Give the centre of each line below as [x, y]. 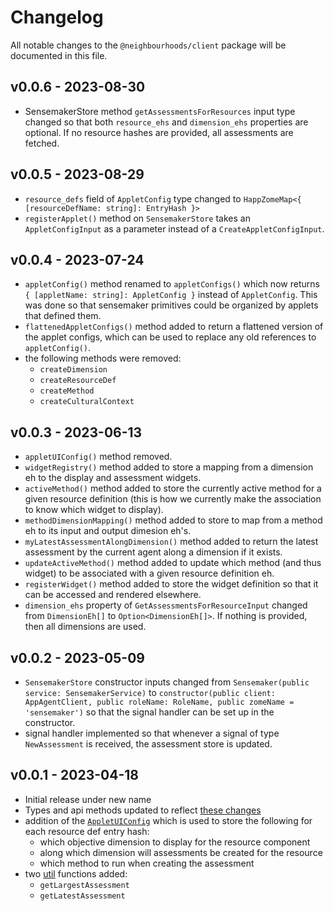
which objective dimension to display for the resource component [175, 842]
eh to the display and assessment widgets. [113, 478]
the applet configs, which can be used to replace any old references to [170, 337]
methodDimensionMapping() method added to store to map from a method [173, 520]
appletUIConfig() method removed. [98, 457]
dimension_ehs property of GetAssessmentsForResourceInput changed [166, 605]
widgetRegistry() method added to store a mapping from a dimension [169, 467]
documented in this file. [59, 55]
